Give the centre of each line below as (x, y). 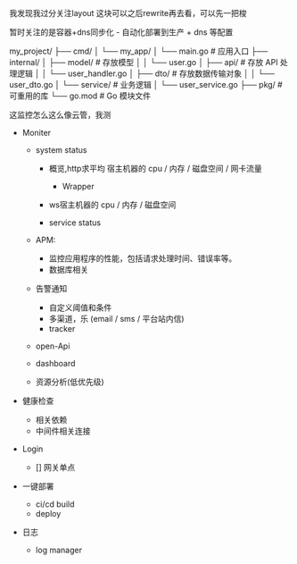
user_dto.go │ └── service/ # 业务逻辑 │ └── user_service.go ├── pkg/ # (146, 84)
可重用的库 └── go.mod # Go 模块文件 (80, 96)
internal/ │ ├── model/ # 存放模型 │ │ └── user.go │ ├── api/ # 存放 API (144, 62)
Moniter (37, 133)
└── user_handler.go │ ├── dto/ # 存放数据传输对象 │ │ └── (161, 73)
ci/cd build (55, 504)
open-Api (53, 346)
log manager (59, 550)
